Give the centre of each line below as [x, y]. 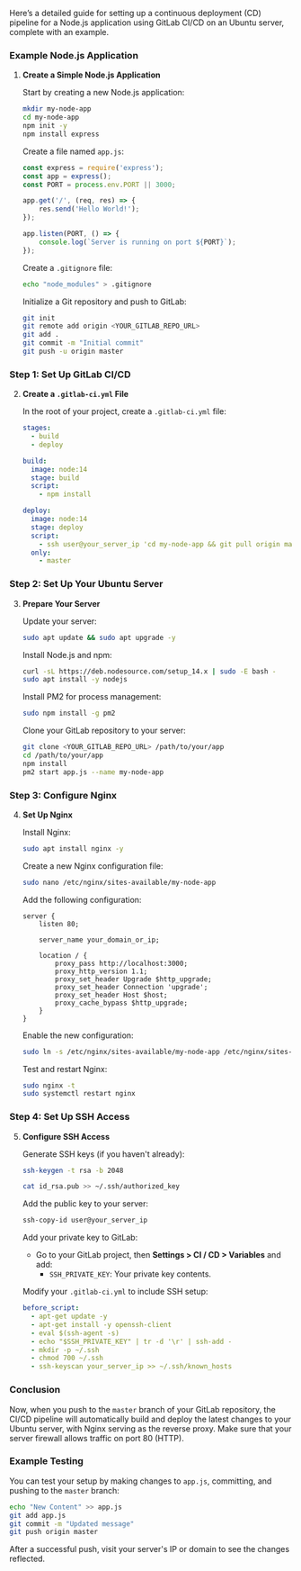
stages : [36, 428]
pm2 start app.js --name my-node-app [93, 772]
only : [41, 553]
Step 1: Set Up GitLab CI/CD [70, 375]
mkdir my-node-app [57, 109]
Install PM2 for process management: [92, 697]
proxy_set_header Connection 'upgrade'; [132, 987]
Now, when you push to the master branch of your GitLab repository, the [142, 1409]
